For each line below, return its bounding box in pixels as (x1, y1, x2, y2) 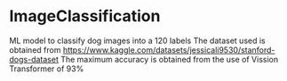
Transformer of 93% (9, 63, 84, 74)
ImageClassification (9, 6, 161, 26)
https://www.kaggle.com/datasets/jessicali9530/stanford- (62, 44, 275, 55)
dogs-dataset (9, 54, 60, 64)
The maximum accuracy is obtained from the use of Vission (60, 54, 278, 64)
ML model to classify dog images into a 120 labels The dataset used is (9, 35, 266, 46)
